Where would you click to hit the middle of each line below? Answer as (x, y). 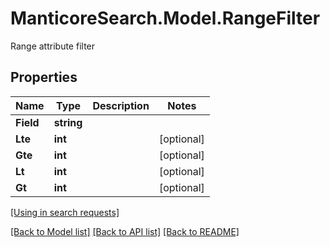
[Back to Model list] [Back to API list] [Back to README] (125, 231)
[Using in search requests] (65, 212)
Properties (44, 77)
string (68, 122)
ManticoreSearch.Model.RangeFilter (165, 18)
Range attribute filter (53, 46)
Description (121, 105)
